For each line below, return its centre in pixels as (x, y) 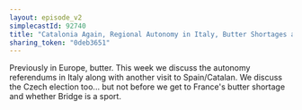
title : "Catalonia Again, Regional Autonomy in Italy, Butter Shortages (148, 34)
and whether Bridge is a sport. (65, 97)
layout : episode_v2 (46, 17)
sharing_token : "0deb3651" (60, 42)
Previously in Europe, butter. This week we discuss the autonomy (130, 68)
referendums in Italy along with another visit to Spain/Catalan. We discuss (146, 78)
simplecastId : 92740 (48, 26)
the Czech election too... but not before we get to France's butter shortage (147, 87)
